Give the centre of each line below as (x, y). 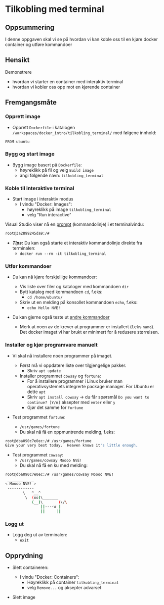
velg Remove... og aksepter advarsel (64, 588)
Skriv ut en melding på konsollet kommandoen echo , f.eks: (79, 302)
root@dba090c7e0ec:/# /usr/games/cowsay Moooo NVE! (59, 475)
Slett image (24, 597)
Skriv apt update (44, 370)
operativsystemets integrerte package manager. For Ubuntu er (91, 386)
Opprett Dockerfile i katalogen (43, 127)
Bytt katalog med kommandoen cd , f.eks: (61, 292)
